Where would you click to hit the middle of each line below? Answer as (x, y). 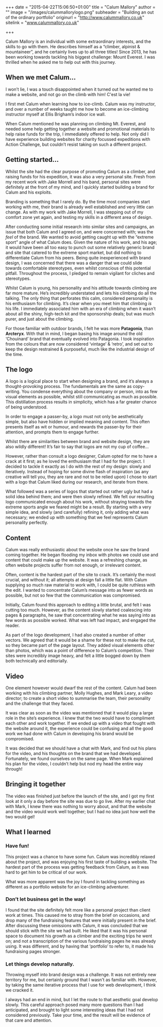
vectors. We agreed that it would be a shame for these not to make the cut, (80, 640)
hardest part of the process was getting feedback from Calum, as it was (77, 867)
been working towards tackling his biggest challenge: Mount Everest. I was (80, 57)
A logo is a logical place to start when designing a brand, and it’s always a (79, 381)
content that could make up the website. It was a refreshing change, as (76, 560)
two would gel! (20, 816)
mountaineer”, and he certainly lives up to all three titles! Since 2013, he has (81, 52)
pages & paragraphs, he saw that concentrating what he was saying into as (81, 615)
